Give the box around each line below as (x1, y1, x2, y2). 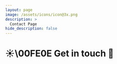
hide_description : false (5, 26, 57, 31)
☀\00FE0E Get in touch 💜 (5, 48, 114, 59)
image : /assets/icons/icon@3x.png (5, 12, 78, 17)
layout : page (5, 7, 33, 13)
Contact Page (10, 21, 37, 27)
